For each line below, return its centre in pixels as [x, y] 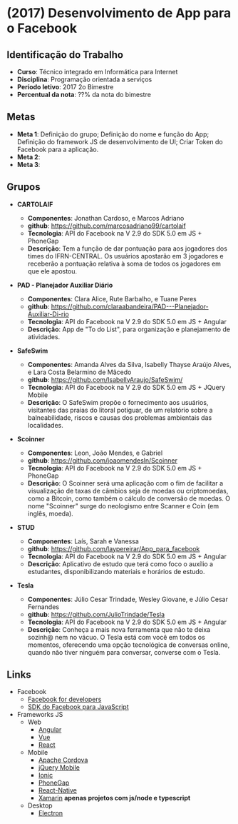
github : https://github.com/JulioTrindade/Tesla [96, 614]
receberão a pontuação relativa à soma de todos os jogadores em [124, 263]
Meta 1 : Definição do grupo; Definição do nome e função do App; [113, 134]
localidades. [45, 425]
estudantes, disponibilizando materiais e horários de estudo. [116, 571]
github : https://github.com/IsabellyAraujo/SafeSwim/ [105, 379]
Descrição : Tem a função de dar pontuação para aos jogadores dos [127, 248]
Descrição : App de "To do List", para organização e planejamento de [129, 329]
